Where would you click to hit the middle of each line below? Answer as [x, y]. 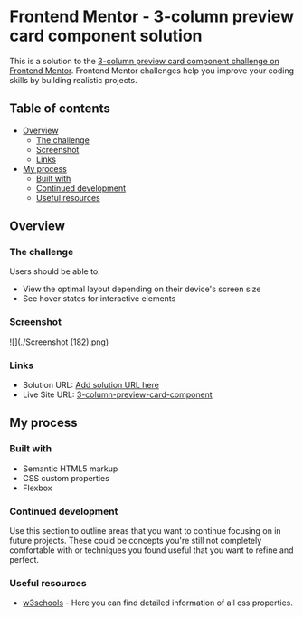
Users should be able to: [55, 271]
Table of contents [60, 109]
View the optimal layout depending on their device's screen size [142, 289]
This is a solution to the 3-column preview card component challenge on [145, 61]
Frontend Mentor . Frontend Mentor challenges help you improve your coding [152, 71]
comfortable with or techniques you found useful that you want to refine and [151, 550]
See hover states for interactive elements [99, 299]
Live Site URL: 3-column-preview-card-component [117, 394]
